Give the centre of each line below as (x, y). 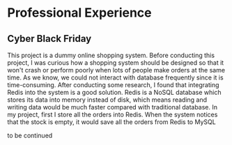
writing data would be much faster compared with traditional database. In (113, 107)
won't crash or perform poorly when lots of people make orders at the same (116, 70)
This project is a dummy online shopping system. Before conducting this (111, 55)
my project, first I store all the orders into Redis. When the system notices (113, 114)
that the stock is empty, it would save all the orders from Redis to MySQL (111, 122)
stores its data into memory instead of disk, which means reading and (107, 100)
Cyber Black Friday (49, 39)
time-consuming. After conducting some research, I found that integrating (113, 85)
